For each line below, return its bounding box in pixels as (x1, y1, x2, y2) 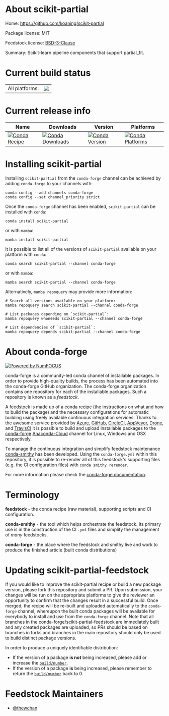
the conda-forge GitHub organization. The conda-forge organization (5, 383, 147, 389)
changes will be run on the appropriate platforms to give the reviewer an (5, 592, 155, 598)
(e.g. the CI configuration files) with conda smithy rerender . (5, 462, 128, 468)
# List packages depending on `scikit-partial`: (5, 311, 109, 316)
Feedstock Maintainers (5, 688, 104, 699)
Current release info (5, 105, 91, 117)
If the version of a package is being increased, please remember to (12, 665, 152, 671)
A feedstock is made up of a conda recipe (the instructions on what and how (5, 404, 164, 410)
